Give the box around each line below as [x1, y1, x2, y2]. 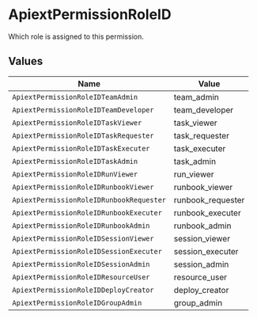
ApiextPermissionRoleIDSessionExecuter [12, 247, 162, 256]
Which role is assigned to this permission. [8, 32, 144, 41]
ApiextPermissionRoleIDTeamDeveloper [12, 105, 154, 114]
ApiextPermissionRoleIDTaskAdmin [12, 157, 138, 165]
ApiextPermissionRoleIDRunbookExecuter [12, 208, 162, 217]
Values [8, 55, 43, 68]
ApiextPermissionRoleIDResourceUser [12, 272, 150, 282]
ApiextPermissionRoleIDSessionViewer [12, 234, 154, 243]
